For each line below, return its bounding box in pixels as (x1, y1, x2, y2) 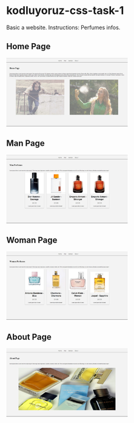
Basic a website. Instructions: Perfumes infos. (6, 24, 121, 31)
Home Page (6, 41, 51, 52)
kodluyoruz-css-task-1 (6, 4, 124, 18)
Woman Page (6, 235, 58, 245)
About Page (6, 332, 52, 342)
